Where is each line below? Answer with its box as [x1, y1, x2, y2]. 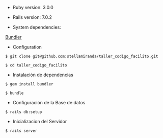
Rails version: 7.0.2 [12, 14, 52, 20]
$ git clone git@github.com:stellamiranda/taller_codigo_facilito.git [5, 54, 158, 59]
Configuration [12, 44, 42, 50]
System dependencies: [12, 24, 61, 30]
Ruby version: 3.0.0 [12, 5, 53, 10]
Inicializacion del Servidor [12, 119, 67, 124]
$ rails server [5, 128, 38, 133]
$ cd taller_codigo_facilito [5, 63, 67, 68]
